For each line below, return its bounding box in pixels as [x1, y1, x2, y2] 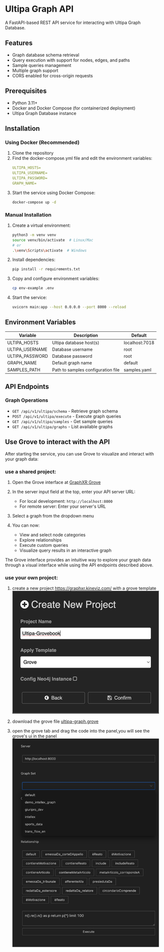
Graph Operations [5, 397, 48, 404]
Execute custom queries [19, 542, 68, 548]
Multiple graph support [12, 67, 59, 73]
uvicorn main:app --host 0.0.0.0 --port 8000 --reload [12, 304, 126, 310]
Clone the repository [12, 150, 54, 156]
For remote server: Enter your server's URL [19, 503, 106, 509]
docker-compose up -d [12, 199, 56, 205]
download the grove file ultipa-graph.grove [12, 718, 99, 724]
